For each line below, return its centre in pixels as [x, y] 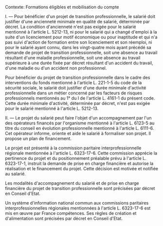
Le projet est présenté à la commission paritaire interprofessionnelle [73, 148]
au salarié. [15, 174]
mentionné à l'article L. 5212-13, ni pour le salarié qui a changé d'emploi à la [81, 32]
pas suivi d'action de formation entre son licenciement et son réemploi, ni [79, 42]
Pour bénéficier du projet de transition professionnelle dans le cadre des [78, 78]
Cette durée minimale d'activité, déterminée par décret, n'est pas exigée [78, 103]
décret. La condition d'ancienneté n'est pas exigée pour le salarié [71, 27]
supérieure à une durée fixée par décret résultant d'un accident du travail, [79, 63]
